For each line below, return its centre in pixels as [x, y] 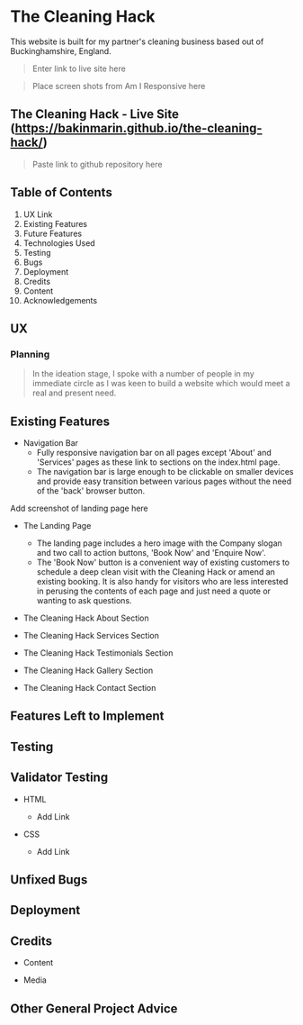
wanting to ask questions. [85, 601]
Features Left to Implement [87, 717]
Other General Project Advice [94, 1008]
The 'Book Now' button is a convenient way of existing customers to [163, 562]
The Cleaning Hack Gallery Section [88, 671]
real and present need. [74, 393]
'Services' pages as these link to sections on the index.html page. [158, 462]
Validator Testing [59, 778]
